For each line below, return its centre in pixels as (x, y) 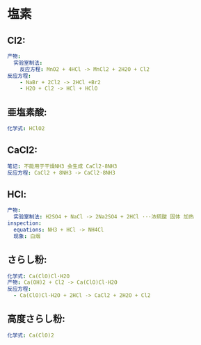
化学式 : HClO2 (26, 129)
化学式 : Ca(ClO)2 (31, 335)
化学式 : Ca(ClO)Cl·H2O (39, 276)
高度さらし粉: (37, 319)
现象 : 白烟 (27, 236)
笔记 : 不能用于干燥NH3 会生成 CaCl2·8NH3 (62, 166)
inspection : (24, 223)
